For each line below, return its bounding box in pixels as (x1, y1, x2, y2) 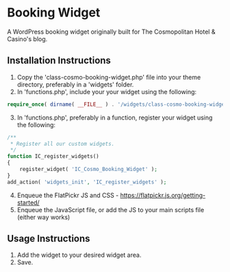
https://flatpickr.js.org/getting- (120, 191, 206, 199)
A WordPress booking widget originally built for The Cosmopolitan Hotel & (7, 27, 216, 36)
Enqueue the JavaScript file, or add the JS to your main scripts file (16, 205, 205, 214)
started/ (16, 198, 40, 207)
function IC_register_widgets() (7, 153, 99, 160)
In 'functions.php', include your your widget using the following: (16, 87, 197, 95)
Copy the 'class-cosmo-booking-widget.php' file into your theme (16, 73, 201, 81)
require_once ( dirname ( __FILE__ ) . (7, 101, 115, 108)
